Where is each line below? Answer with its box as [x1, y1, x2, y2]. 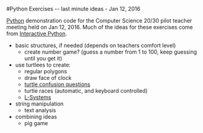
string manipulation [15, 100, 64, 107]
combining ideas [15, 113, 57, 120]
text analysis [24, 107, 56, 113]
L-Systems [24, 94, 52, 101]
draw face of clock [24, 74, 72, 81]
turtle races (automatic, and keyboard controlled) [24, 87, 148, 94]
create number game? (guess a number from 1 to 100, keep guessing [24, 48, 197, 56]
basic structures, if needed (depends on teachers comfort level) [15, 42, 176, 49]
